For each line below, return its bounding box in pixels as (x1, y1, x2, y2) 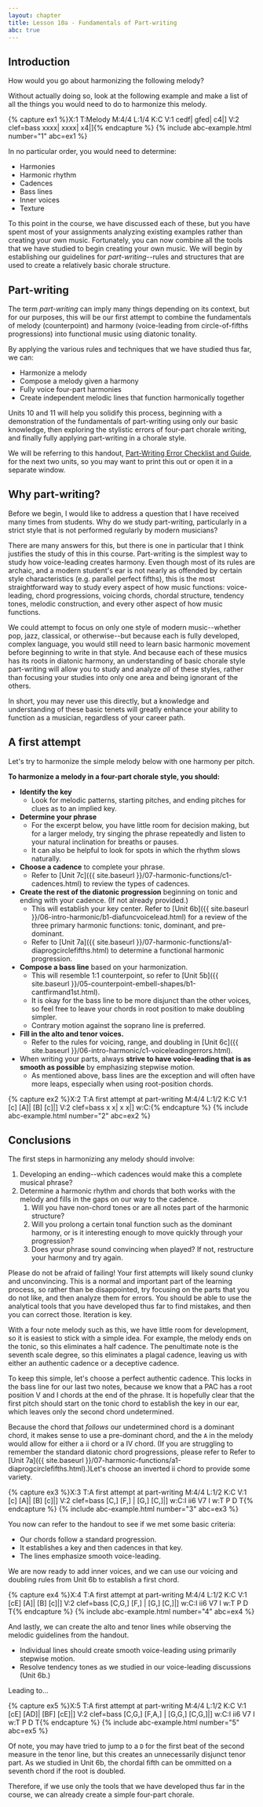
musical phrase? (19, 1178, 73, 1187)
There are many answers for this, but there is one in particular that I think (8, 540, 244, 550)
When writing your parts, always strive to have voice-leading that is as (19, 1054, 251, 1063)
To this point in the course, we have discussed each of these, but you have (8, 219, 250, 229)
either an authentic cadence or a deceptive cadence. (8, 1359, 180, 1368)
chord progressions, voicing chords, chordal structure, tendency (35, 591, 245, 600)
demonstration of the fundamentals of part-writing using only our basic (8, 417, 239, 426)
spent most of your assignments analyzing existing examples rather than (8, 227, 243, 236)
